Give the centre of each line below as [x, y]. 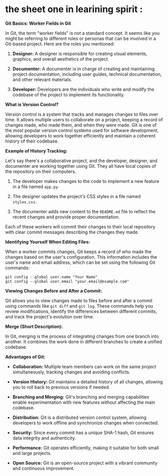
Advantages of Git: [25, 357]
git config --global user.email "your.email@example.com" [67, 281]
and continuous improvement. [44, 468]
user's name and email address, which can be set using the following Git [80, 262]
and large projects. [32, 453]
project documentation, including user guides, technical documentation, [87, 74]
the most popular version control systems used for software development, [82, 130]
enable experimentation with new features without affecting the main [84, 402]
